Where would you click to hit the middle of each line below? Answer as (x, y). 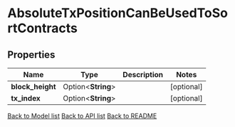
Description (143, 75)
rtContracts (43, 28)
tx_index (26, 98)
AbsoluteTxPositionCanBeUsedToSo (118, 13)
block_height (33, 87)
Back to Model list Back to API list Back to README (82, 116)
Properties (31, 55)
